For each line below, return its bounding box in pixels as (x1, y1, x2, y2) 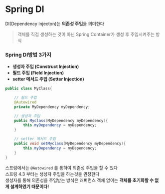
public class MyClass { (5, 86, 52, 91)
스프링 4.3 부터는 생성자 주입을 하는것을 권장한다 (5, 171, 100, 177)
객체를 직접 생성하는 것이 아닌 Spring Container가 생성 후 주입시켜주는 (17, 31, 155, 37)
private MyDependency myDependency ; (14, 104, 91, 109)
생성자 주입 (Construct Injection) (12, 63, 79, 69)
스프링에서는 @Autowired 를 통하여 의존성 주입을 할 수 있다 (5, 164, 118, 170)
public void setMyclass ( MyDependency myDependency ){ (14, 141, 126, 146)
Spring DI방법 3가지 (5, 51, 51, 58)
